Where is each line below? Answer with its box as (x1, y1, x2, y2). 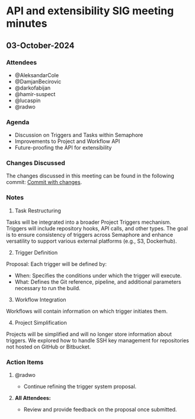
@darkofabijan (14, 84, 51, 91)
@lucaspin (14, 97, 41, 104)
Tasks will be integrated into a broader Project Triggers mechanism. (6, 218, 172, 226)
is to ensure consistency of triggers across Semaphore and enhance (6, 231, 174, 238)
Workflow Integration (14, 296, 66, 303)
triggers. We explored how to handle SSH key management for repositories (6, 337, 190, 344)
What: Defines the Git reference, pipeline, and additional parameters (14, 278, 182, 285)
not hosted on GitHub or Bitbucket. (6, 343, 91, 350)
